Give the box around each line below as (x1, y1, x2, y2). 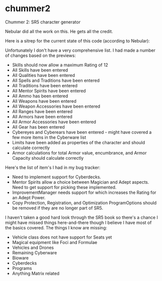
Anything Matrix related (12, 270, 60, 276)
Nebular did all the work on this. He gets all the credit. (5, 28, 113, 34)
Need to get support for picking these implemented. (12, 184, 117, 190)
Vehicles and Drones (12, 244, 54, 250)
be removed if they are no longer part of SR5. (12, 205, 103, 211)
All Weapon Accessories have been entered (12, 103, 101, 109)
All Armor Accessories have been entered (12, 119, 97, 125)
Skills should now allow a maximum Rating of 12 (12, 62, 108, 68)
